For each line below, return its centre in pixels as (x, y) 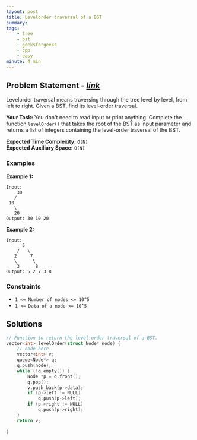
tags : (13, 28)
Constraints (24, 286)
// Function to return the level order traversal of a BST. (82, 338)
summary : (17, 23)
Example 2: (20, 229)
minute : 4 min (24, 61)
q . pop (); (38, 382)
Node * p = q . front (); (54, 376)
